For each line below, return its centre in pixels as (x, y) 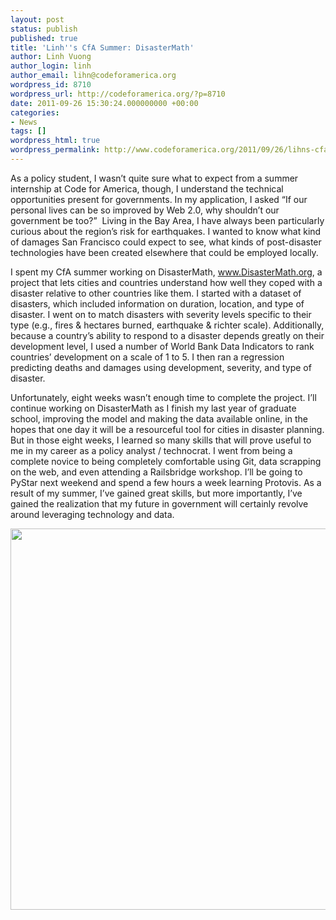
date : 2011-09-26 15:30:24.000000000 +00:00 (104, 103)
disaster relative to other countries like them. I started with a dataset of (156, 293)
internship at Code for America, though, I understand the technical (147, 188)
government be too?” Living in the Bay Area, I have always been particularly (167, 220)
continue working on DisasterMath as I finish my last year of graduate (153, 408)
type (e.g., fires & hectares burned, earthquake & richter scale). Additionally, (167, 325)
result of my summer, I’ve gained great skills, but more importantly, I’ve (156, 493)
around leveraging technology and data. (92, 514)
